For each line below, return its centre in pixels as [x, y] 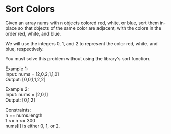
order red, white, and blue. [33, 33]
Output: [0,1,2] [20, 100]
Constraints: [18, 110]
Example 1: [17, 69]
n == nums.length [24, 115]
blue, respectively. [25, 49]
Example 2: [17, 89]
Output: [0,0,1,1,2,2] [26, 79]
